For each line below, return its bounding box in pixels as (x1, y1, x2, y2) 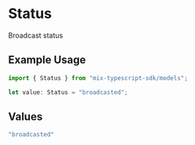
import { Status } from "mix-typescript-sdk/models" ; (8, 74, 189, 82)
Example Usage (8, 53, 86, 67)
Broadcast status (8, 31, 64, 40)
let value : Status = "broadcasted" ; (8, 88, 128, 96)
